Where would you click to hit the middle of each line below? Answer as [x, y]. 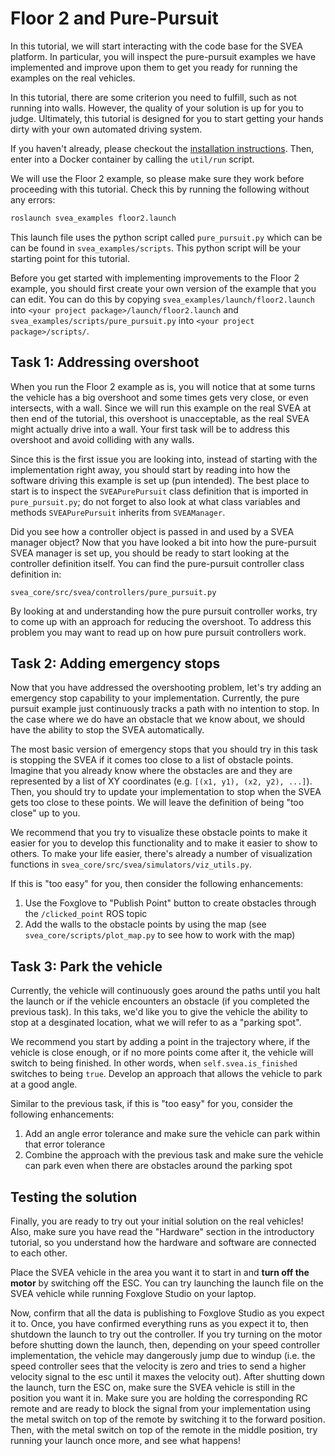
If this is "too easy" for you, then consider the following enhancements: [157, 884]
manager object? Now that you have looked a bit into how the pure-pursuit [163, 542]
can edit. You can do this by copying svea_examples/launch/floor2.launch [162, 299]
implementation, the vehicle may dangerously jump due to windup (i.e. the [163, 1356]
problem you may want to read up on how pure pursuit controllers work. [158, 632]
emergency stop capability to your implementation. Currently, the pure [155, 698]
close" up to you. [45, 813]
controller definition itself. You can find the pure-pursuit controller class [157, 563]
